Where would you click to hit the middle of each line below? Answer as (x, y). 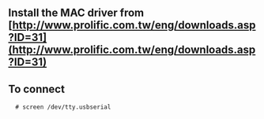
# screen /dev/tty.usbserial (63, 107)
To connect (37, 89)
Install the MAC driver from (76, 13)
